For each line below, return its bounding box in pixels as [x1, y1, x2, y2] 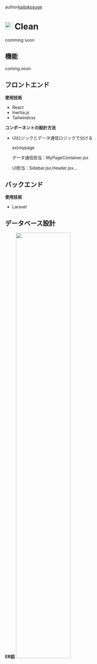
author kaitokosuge [5, 4, 42, 10]
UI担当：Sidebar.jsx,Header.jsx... [12, 165, 77, 171]
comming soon [5, 37, 35, 43]
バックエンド [5, 180, 43, 189]
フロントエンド [5, 81, 50, 89]
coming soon [5, 65, 31, 71]
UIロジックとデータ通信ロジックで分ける [12, 135, 93, 141]
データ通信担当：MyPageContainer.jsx [12, 155, 89, 161]
